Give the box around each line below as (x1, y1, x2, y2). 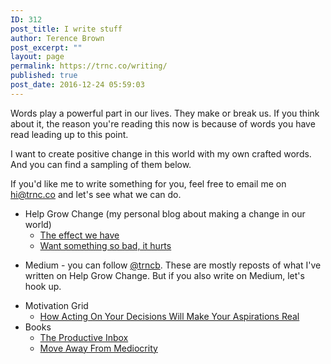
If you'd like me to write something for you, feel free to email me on (10, 177, 287, 190)
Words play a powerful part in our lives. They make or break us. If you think (10, 107, 320, 119)
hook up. (24, 280, 62, 292)
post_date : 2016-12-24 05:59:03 (10, 80, 145, 90)
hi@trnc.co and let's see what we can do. (10, 188, 182, 200)
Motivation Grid (24, 299, 89, 311)
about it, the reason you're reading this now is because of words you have (10, 117, 316, 130)
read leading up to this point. (10, 128, 129, 140)
